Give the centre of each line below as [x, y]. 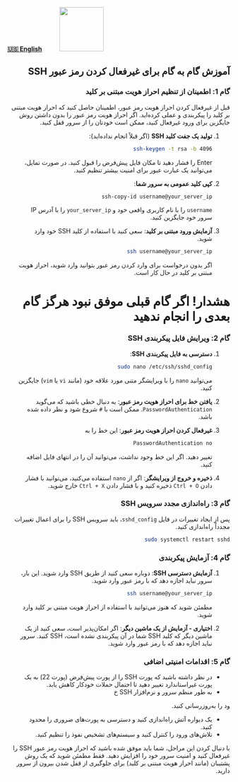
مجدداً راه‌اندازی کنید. [203, 526]
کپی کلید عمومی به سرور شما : [173, 183]
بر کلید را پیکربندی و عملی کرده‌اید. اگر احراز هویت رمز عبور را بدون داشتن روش [124, 115]
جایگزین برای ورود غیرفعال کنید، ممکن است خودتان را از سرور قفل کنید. [135, 122]
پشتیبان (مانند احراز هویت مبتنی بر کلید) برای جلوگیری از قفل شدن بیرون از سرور [123, 763]
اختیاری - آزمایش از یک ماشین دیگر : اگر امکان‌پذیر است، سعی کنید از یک [118, 628]
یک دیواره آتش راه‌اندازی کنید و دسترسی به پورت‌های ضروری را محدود [121, 719]
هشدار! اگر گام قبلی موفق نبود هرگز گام [126, 301]
